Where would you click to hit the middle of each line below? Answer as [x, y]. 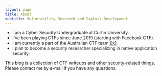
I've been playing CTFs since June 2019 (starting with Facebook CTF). [83, 38]
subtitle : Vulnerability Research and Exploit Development [67, 19]
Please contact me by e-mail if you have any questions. [61, 68]
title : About [18, 14]
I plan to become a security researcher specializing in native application [85, 48]
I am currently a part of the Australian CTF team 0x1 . [65, 43]
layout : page [18, 10]
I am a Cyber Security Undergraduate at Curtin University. [70, 33]
